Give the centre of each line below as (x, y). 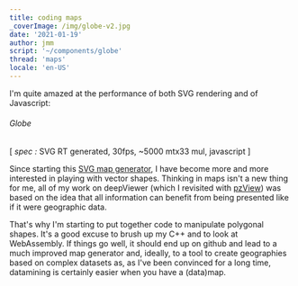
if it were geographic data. (58, 207)
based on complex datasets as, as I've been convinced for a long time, (140, 263)
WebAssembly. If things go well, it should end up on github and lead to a (143, 244)
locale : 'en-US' (40, 68)
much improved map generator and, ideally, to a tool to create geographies (148, 254)
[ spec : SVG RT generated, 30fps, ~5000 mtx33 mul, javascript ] (130, 152)
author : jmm (32, 43)
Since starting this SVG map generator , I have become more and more (139, 169)
